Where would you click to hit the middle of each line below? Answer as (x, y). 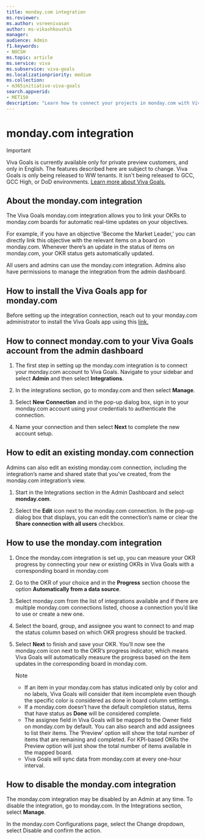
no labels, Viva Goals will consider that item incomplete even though (110, 694)
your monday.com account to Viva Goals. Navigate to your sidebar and (104, 372)
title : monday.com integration (46, 12)
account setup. (34, 433)
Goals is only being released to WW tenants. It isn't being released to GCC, (101, 175)
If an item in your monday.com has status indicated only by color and (111, 687)
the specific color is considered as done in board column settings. (107, 700)
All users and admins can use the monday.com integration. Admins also (96, 265)
